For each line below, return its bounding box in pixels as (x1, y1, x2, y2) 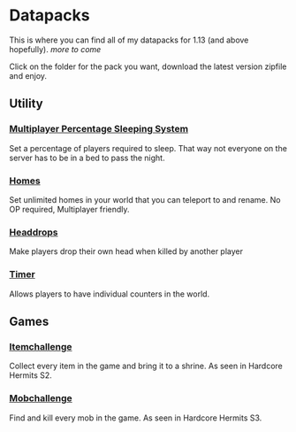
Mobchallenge (9, 392, 72, 405)
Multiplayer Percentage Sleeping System (9, 123, 188, 135)
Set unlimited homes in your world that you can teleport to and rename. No (9, 194, 281, 204)
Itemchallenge (9, 340, 72, 352)
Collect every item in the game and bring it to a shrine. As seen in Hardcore (9, 360, 283, 372)
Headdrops (9, 226, 59, 238)
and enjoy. (9, 70, 47, 81)
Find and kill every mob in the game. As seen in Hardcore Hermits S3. (9, 413, 262, 423)
